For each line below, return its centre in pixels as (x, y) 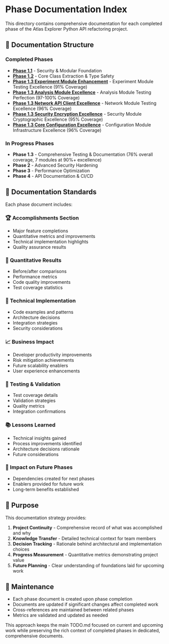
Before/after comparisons (40, 272)
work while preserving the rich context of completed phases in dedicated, (83, 631)
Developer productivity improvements (52, 355)
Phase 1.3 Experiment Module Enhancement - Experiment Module (83, 81)
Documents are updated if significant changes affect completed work (86, 604)
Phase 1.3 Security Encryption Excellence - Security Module (77, 114)
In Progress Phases (30, 143)
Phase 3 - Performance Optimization (51, 170)
